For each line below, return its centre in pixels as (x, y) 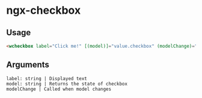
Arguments (28, 65)
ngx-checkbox (44, 10)
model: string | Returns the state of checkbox (67, 84)
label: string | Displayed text (47, 78)
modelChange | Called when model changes (59, 89)
